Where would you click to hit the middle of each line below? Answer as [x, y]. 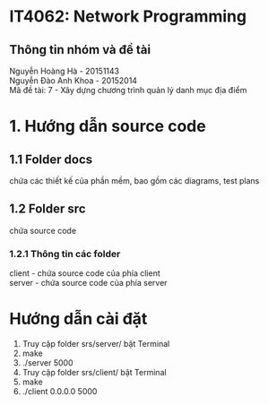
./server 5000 [48, 363]
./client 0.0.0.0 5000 [60, 392]
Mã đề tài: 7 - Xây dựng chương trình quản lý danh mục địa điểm [128, 90]
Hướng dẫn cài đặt [78, 319]
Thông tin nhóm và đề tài [80, 50]
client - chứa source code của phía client [85, 273]
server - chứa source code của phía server [88, 283]
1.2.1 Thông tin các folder [65, 254]
